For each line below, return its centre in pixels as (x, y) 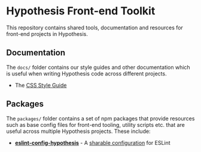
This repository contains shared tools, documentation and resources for (95, 28)
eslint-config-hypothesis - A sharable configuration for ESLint (92, 142)
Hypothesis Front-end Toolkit (81, 11)
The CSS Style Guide (41, 85)
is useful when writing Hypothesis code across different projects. (86, 74)
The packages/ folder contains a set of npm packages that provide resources (100, 118)
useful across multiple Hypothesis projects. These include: (78, 131)
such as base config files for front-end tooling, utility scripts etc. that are (96, 124)
